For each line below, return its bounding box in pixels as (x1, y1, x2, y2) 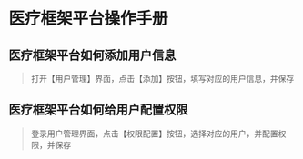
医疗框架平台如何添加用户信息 (8, 47, 177, 63)
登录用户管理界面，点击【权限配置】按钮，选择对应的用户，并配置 (30, 128, 278, 139)
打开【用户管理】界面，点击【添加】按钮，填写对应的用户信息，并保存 (30, 74, 295, 84)
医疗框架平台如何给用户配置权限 (8, 102, 188, 118)
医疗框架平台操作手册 (8, 8, 169, 29)
